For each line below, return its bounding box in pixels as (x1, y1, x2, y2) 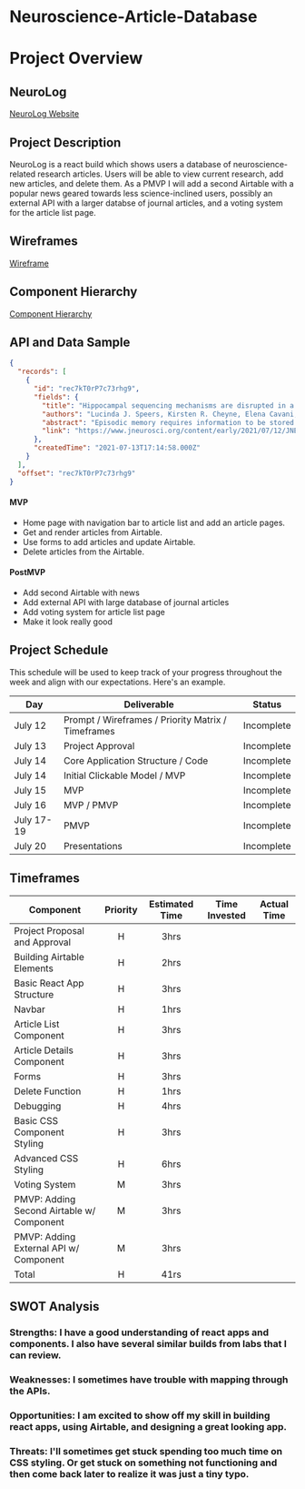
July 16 (14, 798, 47, 811)
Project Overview (9, 48, 143, 69)
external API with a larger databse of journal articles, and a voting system (9, 198, 283, 208)
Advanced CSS (14, 1151, 79, 1164)
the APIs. (9, 1384, 51, 1397)
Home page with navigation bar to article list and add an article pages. (22, 517, 286, 528)
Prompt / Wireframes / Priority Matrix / (63, 713, 227, 725)
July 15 (14, 784, 47, 796)
